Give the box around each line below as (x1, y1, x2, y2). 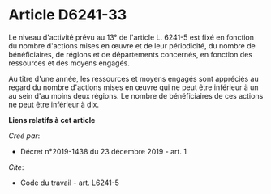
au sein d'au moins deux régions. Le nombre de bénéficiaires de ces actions (8, 91, 264, 100)
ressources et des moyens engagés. (8, 58, 130, 68)
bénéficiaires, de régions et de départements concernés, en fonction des (8, 49, 253, 59)
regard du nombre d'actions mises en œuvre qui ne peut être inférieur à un (8, 82, 259, 92)
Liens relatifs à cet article (8, 115, 96, 124)
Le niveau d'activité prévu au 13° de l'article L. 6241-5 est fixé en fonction (8, 32, 254, 42)
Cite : (8, 162, 24, 171)
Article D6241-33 (8, 6, 127, 24)
